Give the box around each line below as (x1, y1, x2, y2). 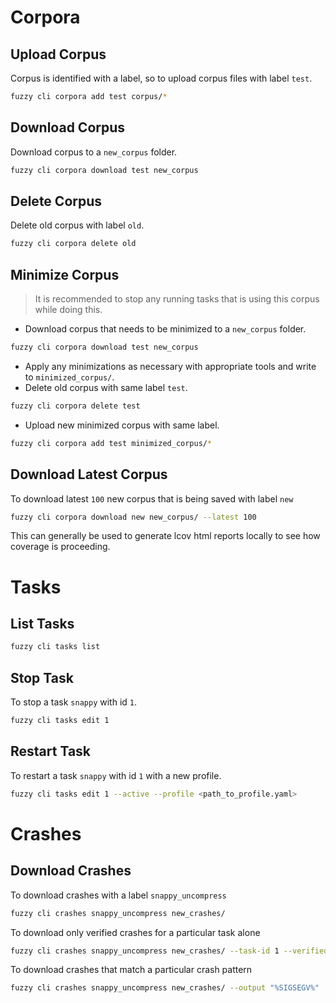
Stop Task (10, 669, 74, 686)
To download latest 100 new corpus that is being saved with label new (10, 492, 294, 505)
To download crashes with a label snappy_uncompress (10, 889, 227, 901)
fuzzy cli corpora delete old (10, 239, 137, 249)
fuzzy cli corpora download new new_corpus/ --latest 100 (10, 512, 257, 522)
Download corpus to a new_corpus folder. (10, 146, 178, 158)
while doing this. (34, 304, 103, 316)
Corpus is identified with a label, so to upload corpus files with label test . (10, 72, 313, 84)
